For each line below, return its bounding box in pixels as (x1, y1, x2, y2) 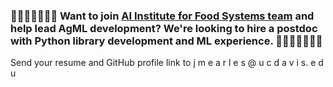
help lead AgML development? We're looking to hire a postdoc (10, 21, 318, 35)
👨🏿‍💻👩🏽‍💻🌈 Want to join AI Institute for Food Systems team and (10, 9, 315, 23)
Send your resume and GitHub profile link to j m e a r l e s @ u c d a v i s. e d (10, 57, 324, 69)
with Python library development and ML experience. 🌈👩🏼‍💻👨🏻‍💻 (10, 34, 323, 48)
